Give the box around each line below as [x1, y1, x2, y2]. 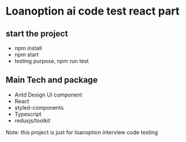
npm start [14, 51, 39, 58]
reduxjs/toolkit [14, 117, 51, 124]
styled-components [14, 104, 64, 111]
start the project [5, 29, 68, 39]
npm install [14, 44, 42, 52]
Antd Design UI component [14, 91, 82, 98]
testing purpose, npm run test [14, 58, 89, 64]
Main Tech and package [5, 75, 98, 86]
